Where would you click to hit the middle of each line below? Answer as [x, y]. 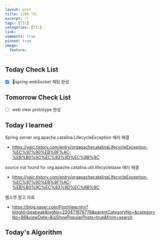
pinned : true [18, 41]
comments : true [20, 37]
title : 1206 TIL [21, 14]
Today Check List [32, 69]
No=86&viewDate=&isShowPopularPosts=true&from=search [72, 217]
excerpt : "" [17, 18]
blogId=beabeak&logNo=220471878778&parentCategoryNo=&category [84, 212]
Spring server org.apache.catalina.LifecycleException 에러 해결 [67, 137]
